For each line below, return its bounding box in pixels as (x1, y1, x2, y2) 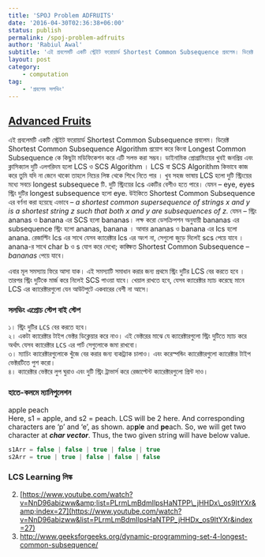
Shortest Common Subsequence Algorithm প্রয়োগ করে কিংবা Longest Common (8, 144, 247, 154)
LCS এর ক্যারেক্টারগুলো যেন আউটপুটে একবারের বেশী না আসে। (8, 284, 150, 294)
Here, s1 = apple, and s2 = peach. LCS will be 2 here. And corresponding (8, 413, 245, 423)
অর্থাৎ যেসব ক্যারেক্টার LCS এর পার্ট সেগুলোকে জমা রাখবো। (8, 341, 139, 350)
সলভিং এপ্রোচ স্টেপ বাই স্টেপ (8, 305, 81, 316)
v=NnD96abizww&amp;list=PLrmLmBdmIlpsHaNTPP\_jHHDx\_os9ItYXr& (19, 498, 256, 507)
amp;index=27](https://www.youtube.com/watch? (19, 506, 182, 516)
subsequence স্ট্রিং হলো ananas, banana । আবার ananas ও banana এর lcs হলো (8, 224, 237, 234)
